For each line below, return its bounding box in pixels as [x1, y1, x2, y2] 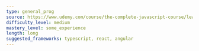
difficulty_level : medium [6, 19, 70, 25]
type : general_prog [6, 8, 54, 15]
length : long [6, 30, 38, 36]
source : [6, 14, 25, 20]
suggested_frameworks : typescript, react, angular [6, 36, 134, 42]
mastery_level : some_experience [6, 25, 86, 31]
